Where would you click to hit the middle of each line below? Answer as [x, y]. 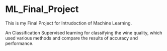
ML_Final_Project [42, 9]
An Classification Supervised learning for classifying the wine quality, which [84, 32]
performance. [19, 43]
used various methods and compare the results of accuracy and [72, 38]
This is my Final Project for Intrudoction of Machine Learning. [69, 23]
